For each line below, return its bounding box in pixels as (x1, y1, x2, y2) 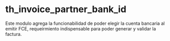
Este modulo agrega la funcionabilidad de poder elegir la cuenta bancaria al (5, 20, 165, 26)
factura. (5, 31, 22, 37)
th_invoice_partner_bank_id (5, 4, 126, 15)
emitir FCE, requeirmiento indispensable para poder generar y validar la (5, 25, 156, 31)
